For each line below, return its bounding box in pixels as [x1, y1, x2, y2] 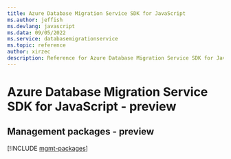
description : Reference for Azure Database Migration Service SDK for [7, 55, 214, 62]
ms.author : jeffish [7, 16, 63, 23]
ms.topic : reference [7, 42, 67, 49]
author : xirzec [7, 49, 51, 56]
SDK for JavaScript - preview [7, 99, 177, 114]
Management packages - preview [7, 126, 155, 138]
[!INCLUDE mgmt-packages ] [7, 144, 88, 152]
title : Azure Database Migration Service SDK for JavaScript [7, 10, 186, 17]
